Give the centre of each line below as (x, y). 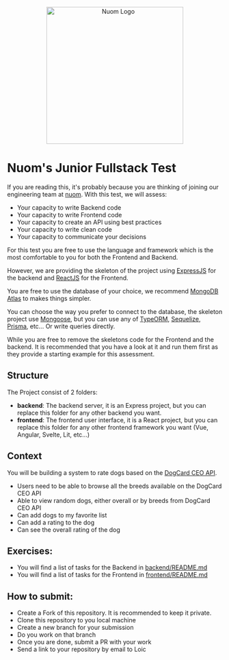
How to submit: (40, 596)
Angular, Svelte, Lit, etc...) (53, 435)
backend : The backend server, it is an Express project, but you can (111, 405)
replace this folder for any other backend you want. (89, 413)
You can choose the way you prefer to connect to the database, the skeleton (115, 311)
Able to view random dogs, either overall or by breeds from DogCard (113, 500)
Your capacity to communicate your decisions (82, 236)
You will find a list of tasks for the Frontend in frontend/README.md (112, 575)
